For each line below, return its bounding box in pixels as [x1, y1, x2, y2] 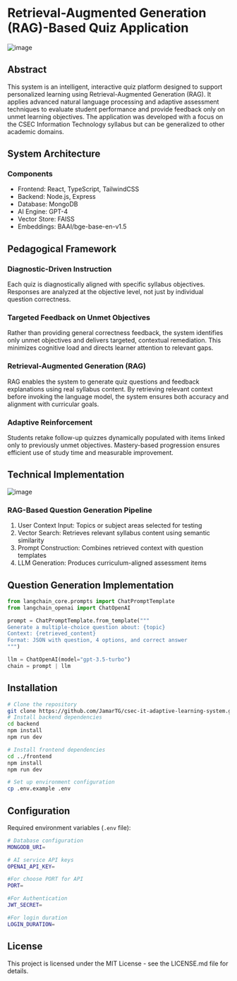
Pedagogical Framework [7, 243, 117, 255]
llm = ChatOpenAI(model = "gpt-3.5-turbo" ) [7, 656, 131, 664]
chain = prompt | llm [7, 662, 71, 669]
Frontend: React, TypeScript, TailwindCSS [17, 185, 140, 193]
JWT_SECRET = [7, 901, 42, 909]
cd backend [7, 721, 39, 728]
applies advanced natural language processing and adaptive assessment [7, 97, 219, 106]
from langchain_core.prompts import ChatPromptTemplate [7, 597, 175, 604]
